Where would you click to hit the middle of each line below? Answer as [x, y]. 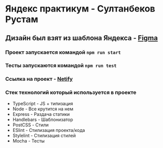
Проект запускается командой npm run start [63, 52]
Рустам [22, 19]
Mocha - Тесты [29, 140]
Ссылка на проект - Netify [39, 79]
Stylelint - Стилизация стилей [44, 135]
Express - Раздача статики [41, 114]
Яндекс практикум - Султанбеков [80, 9]
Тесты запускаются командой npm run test [61, 66]
